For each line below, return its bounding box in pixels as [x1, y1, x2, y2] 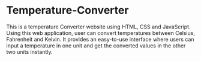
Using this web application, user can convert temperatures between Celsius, [6, 29, 195, 36]
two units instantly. [6, 48, 53, 55]
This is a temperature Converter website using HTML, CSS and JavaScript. [6, 23, 191, 30]
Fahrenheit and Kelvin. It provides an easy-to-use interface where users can [6, 36, 194, 43]
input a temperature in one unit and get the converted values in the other [6, 42, 186, 49]
